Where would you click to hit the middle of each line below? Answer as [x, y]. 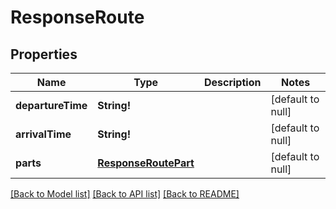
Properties [44, 54]
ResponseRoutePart [146, 163]
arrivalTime [43, 134]
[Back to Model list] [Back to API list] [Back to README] [125, 194]
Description [232, 82]
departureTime [51, 105]
